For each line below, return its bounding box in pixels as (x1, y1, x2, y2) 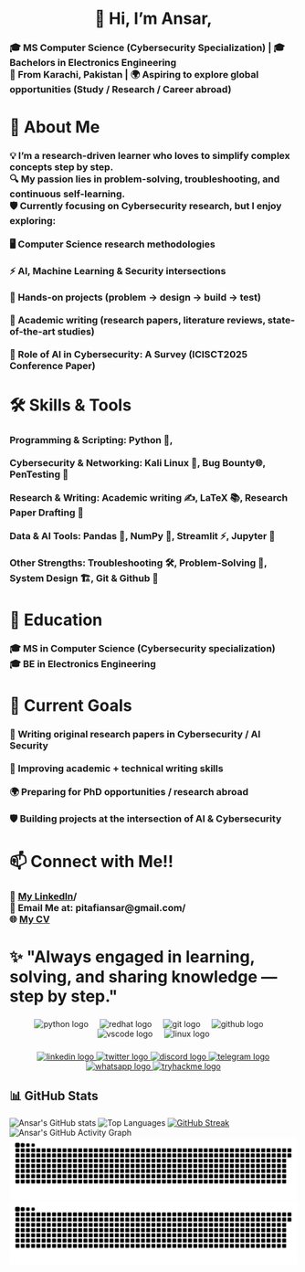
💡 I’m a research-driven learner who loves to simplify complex (9, 150, 290, 163)
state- (268, 314, 295, 327)
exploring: (9, 215, 57, 228)
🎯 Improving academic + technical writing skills (9, 762, 224, 775)
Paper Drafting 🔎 (9, 506, 84, 519)
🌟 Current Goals (9, 694, 132, 715)
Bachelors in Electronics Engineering (9, 57, 177, 69)
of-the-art (9, 325, 56, 338)
